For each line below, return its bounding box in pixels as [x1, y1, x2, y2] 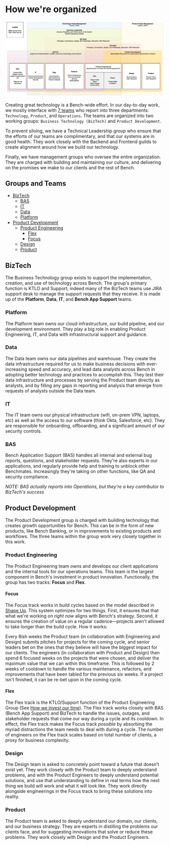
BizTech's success [5, 489, 45, 495]
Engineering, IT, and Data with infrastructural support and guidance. [5, 331, 148, 337]
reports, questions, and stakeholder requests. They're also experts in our [5, 457, 158, 464]
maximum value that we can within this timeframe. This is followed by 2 [5, 660, 155, 666]
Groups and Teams [5, 179, 66, 188]
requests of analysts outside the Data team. [5, 388, 96, 394]
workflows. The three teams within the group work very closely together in [5, 534, 161, 540]
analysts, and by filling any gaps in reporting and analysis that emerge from [5, 382, 163, 389]
